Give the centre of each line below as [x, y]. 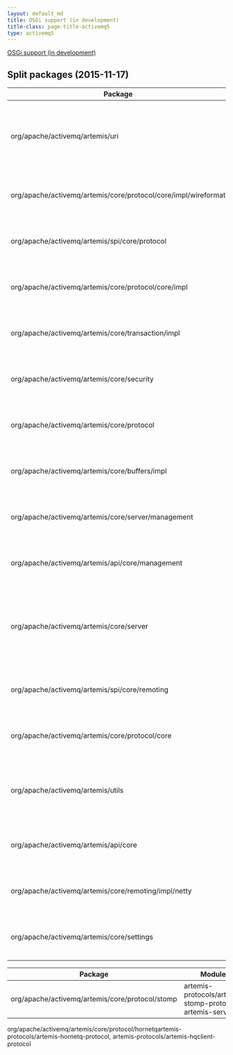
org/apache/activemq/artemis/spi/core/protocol [89, 242]
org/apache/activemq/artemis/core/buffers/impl [89, 471]
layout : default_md [35, 14]
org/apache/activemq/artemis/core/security [82, 379]
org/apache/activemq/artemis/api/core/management [96, 563]
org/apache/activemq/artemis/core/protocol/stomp [94, 999]
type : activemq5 [31, 33]
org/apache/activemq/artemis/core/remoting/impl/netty [101, 891]
